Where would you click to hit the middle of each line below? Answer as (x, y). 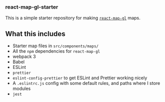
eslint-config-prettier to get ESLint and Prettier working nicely (80, 78)
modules (22, 88)
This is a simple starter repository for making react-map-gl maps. (73, 18)
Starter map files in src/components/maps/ (56, 46)
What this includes (35, 34)
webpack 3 (24, 57)
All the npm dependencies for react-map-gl (56, 51)
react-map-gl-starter (32, 7)
